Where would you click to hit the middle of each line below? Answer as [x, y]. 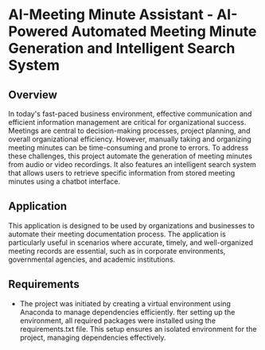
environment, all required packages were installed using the [118, 321]
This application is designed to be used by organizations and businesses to [131, 225]
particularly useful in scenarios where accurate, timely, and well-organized [131, 242]
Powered [38, 31]
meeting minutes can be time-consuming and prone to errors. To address [129, 148]
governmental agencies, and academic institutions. [92, 259]
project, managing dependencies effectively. [93, 337]
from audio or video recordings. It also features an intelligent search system [132, 164]
